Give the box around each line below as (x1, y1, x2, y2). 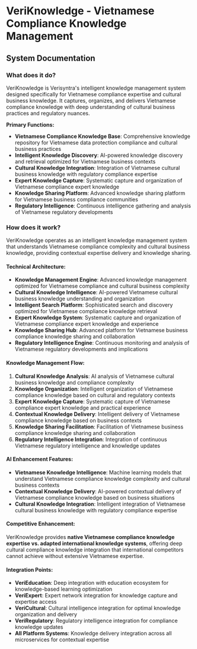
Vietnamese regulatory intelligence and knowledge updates (14, 442, 160, 449)
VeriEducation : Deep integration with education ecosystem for (14, 579, 169, 587)
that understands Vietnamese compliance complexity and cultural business (6, 243, 190, 250)
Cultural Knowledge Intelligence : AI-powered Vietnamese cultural (14, 289, 178, 296)
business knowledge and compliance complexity (14, 379, 135, 386)
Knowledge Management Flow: (6, 359, 85, 366)
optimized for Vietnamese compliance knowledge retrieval (14, 308, 157, 315)
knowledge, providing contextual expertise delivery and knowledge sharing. (6, 250, 192, 257)
